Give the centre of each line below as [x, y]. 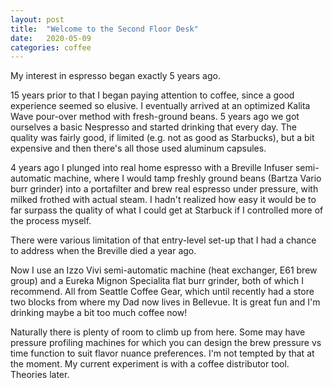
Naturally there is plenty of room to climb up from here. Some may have [158, 332]
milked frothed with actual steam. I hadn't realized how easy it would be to [163, 200]
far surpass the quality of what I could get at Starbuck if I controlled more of [167, 210]
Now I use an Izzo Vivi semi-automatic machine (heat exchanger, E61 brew [164, 270]
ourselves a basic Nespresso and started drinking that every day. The [153, 127]
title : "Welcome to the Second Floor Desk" [104, 29]
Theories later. [40, 375]
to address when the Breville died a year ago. [103, 251]
